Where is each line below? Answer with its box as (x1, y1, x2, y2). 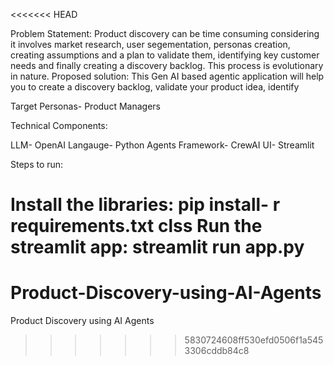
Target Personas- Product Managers (10, 100, 161, 112)
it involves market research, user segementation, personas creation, (10, 39, 291, 50)
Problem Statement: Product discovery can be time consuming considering (10, 28, 320, 39)
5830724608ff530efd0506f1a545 (184, 334, 324, 346)
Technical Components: (10, 120, 108, 131)
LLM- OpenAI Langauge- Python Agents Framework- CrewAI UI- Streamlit (10, 139, 315, 151)
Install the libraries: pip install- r (10, 194, 281, 216)
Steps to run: (10, 159, 64, 170)
